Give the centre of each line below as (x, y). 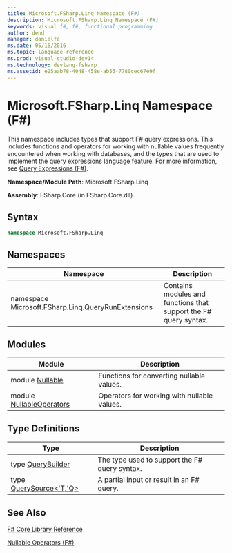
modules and (184, 294)
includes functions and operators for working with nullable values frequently (116, 146)
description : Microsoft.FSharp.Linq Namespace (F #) (83, 20)
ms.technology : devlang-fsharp (52, 65)
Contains (178, 285)
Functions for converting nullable (152, 376)
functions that (186, 302)
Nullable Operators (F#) (41, 543)
